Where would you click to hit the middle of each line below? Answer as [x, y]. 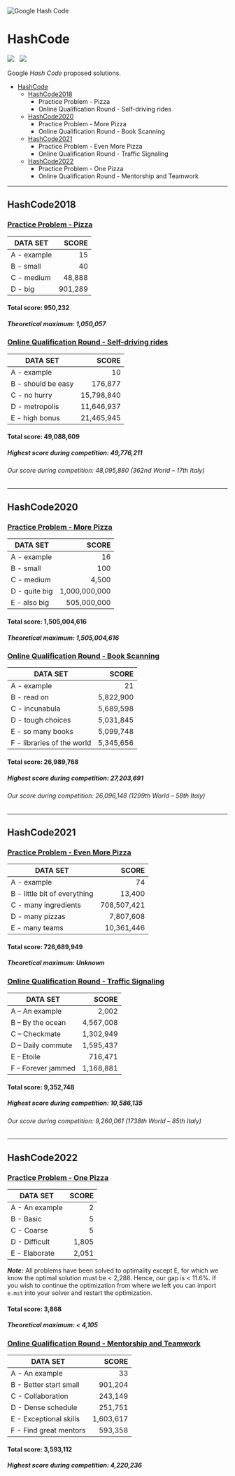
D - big [23, 289]
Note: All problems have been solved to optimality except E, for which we [113, 1270]
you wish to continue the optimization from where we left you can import [112, 1286]
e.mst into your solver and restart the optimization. [80, 1293]
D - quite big [32, 591]
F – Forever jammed [43, 1068]
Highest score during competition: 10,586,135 [75, 1103]
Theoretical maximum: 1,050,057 [57, 323]
